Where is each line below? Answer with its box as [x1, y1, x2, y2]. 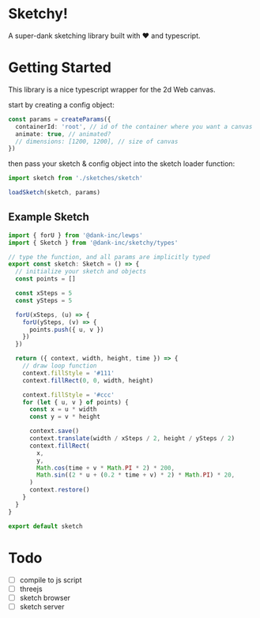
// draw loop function [22, 362, 97, 370]
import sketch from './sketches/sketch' [8, 175, 144, 183]
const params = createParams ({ [8, 115, 111, 123]
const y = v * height [28, 413, 101, 421]
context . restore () [28, 486, 90, 494]
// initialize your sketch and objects [15, 268, 147, 276]
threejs [19, 584, 43, 594]
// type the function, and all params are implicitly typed [8, 253, 211, 261]
